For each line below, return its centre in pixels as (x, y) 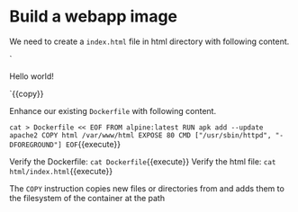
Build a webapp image (94, 17)
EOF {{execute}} (94, 144)
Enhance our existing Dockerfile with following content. (113, 110)
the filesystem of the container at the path (87, 198)
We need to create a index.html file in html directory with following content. (149, 41)
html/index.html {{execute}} (61, 171)
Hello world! (32, 76)
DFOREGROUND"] (36, 145)
